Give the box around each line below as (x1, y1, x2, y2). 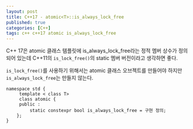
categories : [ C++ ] (6, 25, 51, 31)
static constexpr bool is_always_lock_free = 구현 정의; (29, 108, 167, 114)
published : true (6, 19, 46, 25)
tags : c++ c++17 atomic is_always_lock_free (6, 30, 116, 36)
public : (19, 101, 41, 107)
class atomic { (19, 96, 57, 103)
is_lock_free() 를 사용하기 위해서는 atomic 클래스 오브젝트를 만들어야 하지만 (6, 67, 182, 74)
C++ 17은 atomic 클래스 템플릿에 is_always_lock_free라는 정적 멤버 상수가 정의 (6, 47, 188, 55)
